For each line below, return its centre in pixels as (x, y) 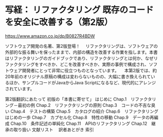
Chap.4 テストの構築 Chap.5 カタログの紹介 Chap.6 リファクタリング (84, 111)
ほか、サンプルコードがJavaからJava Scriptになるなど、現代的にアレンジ (82, 82)
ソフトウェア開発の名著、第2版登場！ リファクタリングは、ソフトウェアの (81, 46)
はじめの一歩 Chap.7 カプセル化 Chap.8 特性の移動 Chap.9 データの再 (80, 117)
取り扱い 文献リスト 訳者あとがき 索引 (54, 129)
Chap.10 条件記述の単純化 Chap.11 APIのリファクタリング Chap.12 (79, 123)
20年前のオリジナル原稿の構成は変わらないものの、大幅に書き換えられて (78, 77)
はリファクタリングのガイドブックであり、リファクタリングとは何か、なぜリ (81, 58)
